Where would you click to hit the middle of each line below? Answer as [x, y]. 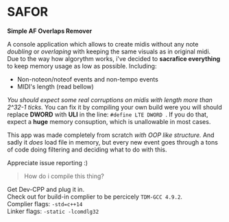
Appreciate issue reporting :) [47, 162]
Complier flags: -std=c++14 [45, 203]
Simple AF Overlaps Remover [50, 31]
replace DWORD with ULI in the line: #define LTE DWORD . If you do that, [108, 114]
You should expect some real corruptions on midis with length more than [110, 99]
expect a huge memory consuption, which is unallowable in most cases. [109, 121]
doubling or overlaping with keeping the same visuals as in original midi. [109, 51]
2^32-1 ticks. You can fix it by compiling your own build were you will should [115, 107]
